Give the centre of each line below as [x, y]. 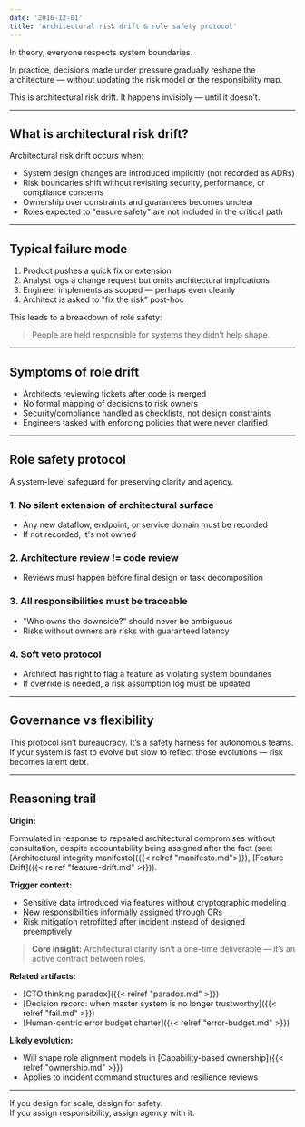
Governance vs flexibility [82, 721]
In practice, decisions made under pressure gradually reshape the [133, 70]
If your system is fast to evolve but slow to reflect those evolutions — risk [147, 752]
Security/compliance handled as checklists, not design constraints [147, 413]
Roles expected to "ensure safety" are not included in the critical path [152, 212]
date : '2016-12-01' [46, 18]
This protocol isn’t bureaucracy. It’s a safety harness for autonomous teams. [152, 742]
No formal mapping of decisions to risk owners [110, 403]
